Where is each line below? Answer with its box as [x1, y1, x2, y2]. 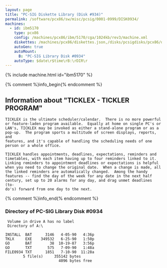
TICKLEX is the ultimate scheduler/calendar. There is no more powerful [5, 117, 162, 122]
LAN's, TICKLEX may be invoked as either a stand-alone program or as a [5, 126, 159, 131]
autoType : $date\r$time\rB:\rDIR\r [14, 58, 88, 63]
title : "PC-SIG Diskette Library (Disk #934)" [5, 12, 103, 17]
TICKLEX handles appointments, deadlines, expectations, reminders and [5, 152, 157, 157]
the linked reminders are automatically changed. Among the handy [5, 169, 148, 174]
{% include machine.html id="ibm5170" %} [5, 72, 93, 78]
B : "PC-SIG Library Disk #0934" [18, 53, 85, 59]
